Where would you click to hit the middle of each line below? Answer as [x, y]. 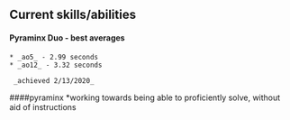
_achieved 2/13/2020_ [54, 80]
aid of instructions [43, 106]
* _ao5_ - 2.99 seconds [54, 57]
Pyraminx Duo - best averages [67, 37]
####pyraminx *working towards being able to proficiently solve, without [145, 97]
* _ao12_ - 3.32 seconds [56, 65]
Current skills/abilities [73, 15]
